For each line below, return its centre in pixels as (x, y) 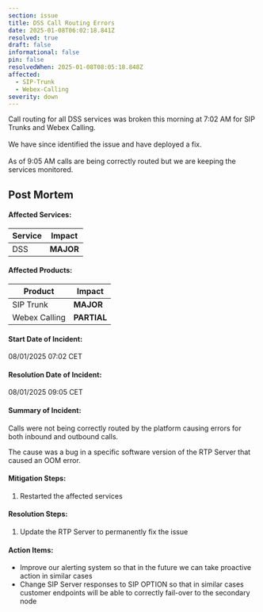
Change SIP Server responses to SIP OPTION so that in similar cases (131, 584)
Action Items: (31, 550)
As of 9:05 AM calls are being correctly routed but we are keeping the (122, 161)
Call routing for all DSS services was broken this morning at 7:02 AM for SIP (132, 119)
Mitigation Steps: (37, 478)
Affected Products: (40, 270)
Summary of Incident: (45, 411)
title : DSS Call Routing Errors (61, 23)
